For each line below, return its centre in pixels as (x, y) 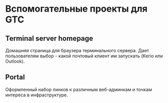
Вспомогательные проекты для (77, 9)
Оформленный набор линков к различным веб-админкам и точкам (79, 89)
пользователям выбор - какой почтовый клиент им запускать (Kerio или (84, 56)
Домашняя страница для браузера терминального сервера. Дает (77, 50)
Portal (15, 77)
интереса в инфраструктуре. (37, 95)
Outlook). (15, 61)
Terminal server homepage (49, 38)
